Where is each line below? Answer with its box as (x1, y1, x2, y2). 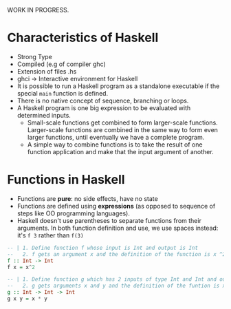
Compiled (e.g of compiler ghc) (16, 60, 107, 68)
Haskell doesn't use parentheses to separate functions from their (16, 216, 201, 224)
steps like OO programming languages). (16, 209, 131, 217)
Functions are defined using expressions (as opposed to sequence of (16, 202, 216, 210)
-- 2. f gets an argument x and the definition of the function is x (7, 251, 217, 257)
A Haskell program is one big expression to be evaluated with (16, 103, 191, 112)
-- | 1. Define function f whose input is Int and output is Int (7, 244, 198, 251)
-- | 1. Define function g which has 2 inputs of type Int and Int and (7, 276, 217, 283)
